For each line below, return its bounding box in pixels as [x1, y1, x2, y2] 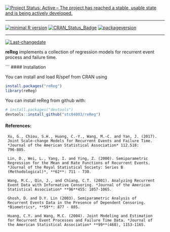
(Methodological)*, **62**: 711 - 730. [7, 169, 92, 174]
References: [5, 123, 32, 129]
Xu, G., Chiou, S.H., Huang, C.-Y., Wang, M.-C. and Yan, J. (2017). [7, 134, 157, 139]
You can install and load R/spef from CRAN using [5, 74, 107, 80]
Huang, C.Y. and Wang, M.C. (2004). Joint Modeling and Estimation [7, 213, 153, 218]
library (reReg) [5, 88, 37, 93]
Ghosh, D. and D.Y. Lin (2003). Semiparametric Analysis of [7, 196, 137, 201]
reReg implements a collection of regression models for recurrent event [5, 49, 155, 55]
